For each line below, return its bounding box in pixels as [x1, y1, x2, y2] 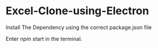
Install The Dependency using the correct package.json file [5, 24, 152, 31]
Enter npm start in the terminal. [5, 35, 82, 42]
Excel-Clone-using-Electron [5, 4, 150, 18]
